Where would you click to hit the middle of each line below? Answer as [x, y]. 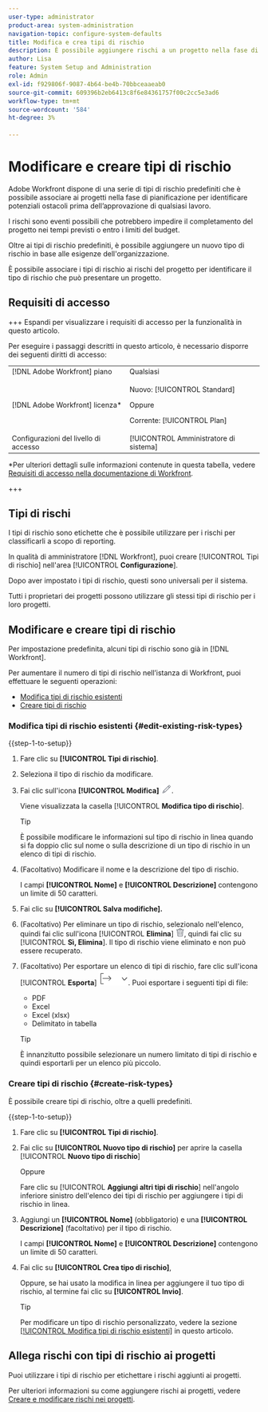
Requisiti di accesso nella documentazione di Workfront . [101, 473]
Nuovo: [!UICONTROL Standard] [182, 389]
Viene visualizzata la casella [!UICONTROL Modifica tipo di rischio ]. [132, 806]
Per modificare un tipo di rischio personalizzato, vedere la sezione [128, 1322]
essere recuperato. [51, 951]
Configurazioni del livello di [56, 438]
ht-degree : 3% [32, 118]
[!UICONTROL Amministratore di [182, 438]
